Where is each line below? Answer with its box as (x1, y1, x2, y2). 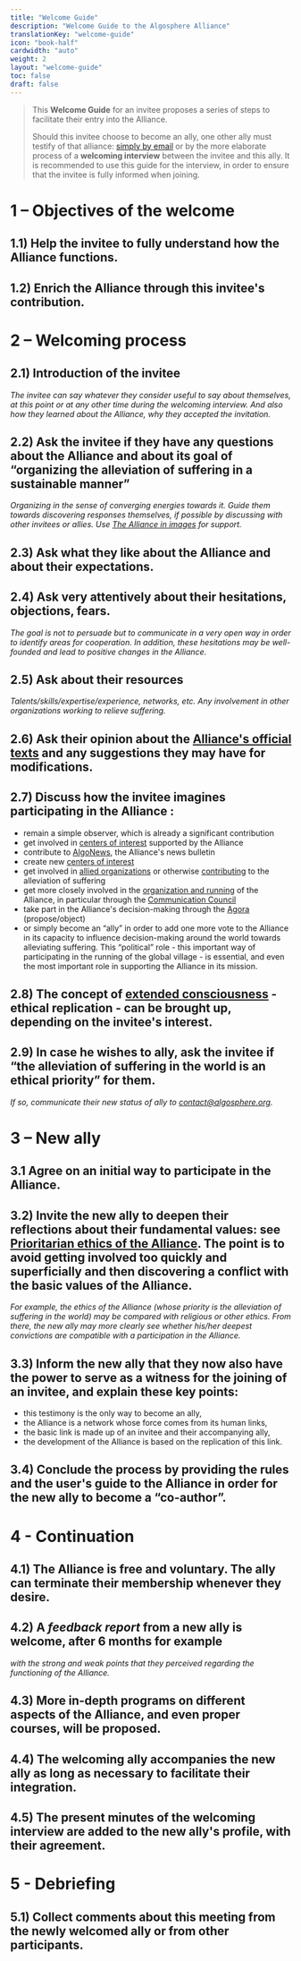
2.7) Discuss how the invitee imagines (10, 789, 226, 806)
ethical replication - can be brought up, (10, 1001, 231, 1016)
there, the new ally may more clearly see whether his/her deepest (10, 1321, 253, 1332)
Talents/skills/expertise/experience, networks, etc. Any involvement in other (10, 695, 289, 707)
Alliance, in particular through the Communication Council (22, 894, 237, 905)
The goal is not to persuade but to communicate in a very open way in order (10, 627, 291, 638)
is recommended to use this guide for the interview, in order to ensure (31, 159, 289, 170)
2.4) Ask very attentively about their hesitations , (10, 590, 287, 605)
